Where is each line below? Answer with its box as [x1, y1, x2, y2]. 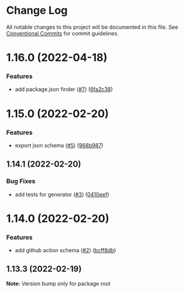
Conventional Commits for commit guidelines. [6, 29, 119, 37]
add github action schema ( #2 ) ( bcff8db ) [14, 247, 116, 254]
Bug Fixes [6, 177, 36, 186]
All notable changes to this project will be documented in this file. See [6, 23, 179, 31]
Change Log [6, 4, 68, 17]
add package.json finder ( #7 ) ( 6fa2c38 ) [14, 86, 113, 93]
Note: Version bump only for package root [6, 280, 111, 287]
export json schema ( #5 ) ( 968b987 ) [14, 141, 104, 149]
